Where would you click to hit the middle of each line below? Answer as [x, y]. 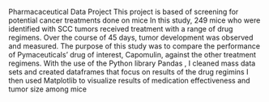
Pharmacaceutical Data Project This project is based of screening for [124, 12]
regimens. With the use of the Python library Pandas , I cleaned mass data [132, 63]
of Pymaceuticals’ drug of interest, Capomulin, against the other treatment [132, 55]
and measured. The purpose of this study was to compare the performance [134, 46]
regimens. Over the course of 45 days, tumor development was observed [131, 37]
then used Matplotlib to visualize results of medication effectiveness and [129, 81]
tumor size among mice [48, 89]
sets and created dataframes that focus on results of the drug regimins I [128, 72]
